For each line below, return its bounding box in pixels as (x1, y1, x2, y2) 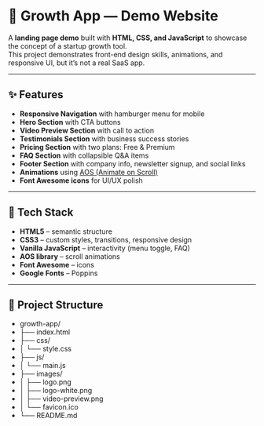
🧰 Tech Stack (8, 206, 74, 219)
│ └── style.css (19, 344, 72, 354)
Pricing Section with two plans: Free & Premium (19, 142, 175, 151)
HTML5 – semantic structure (19, 227, 112, 236)
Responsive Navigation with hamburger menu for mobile (19, 109, 205, 118)
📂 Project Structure (8, 298, 104, 311)
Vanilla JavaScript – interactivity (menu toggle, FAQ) (19, 243, 191, 253)
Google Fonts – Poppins (19, 268, 98, 278)
